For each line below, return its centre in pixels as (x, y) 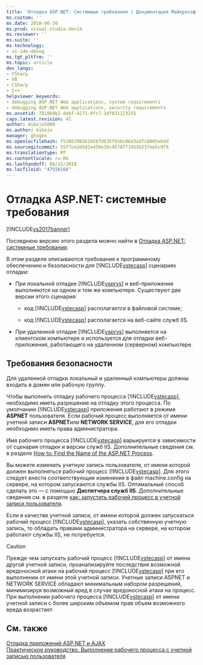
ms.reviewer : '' (27, 35)
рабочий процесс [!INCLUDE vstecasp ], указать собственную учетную (97, 521)
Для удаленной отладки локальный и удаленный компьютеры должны (98, 378)
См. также (27, 628)
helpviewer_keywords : (34, 96)
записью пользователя (36, 656)
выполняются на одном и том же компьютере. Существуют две (98, 290)
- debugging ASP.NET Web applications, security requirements (86, 108)
